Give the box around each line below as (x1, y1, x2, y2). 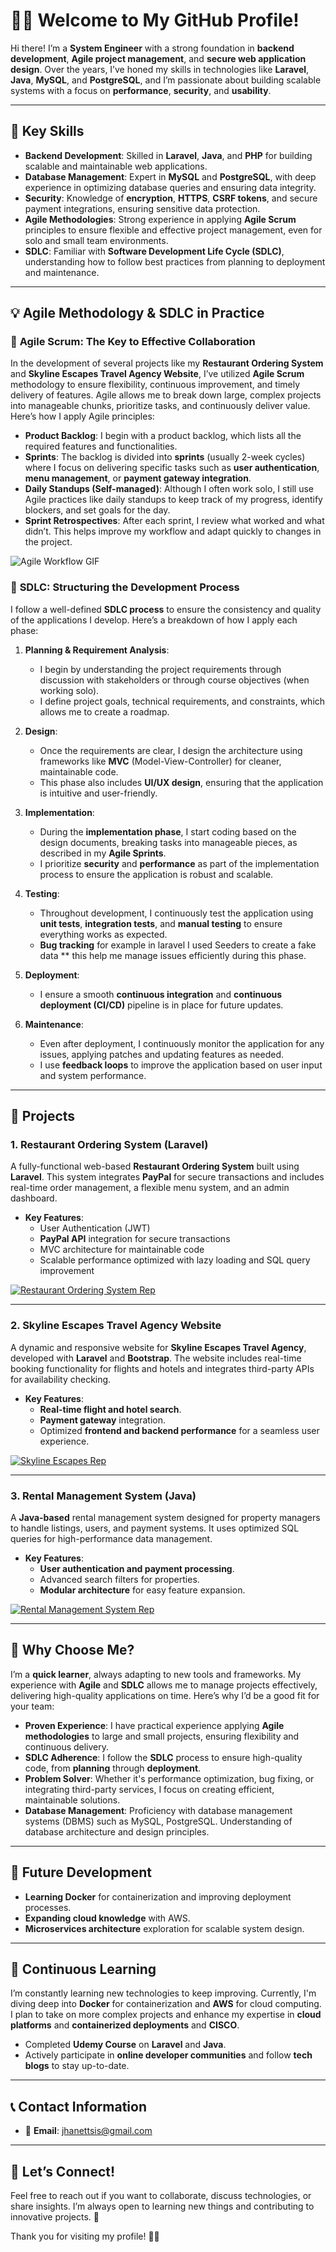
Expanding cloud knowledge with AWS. (24, 1912, 191, 1924)
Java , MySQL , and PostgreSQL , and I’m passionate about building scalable (10, 74, 322, 86)
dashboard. (10, 1192, 58, 1204)
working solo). (39, 684, 100, 696)
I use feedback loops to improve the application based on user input (39, 1059, 323, 1071)
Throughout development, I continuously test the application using (39, 907, 314, 919)
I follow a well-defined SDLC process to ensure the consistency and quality (10, 603, 322, 615)
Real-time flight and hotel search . (39, 1403, 182, 1415)
